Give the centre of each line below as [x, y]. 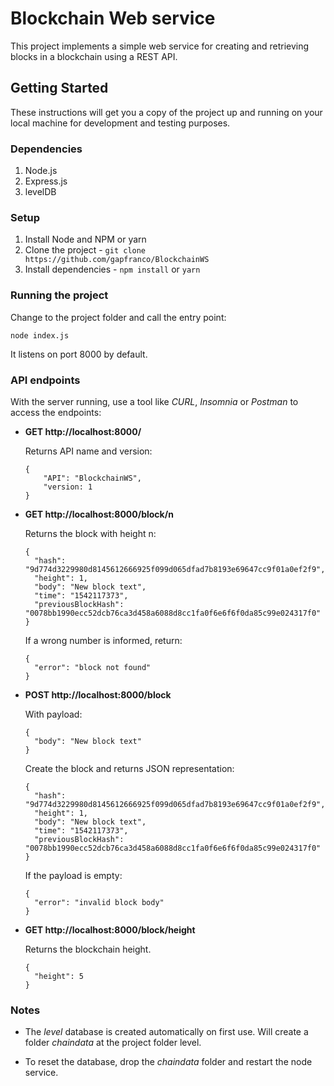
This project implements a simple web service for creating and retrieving [160, 46]
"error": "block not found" [93, 667]
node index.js [40, 335]
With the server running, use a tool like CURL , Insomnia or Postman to [154, 401]
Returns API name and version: [88, 451]
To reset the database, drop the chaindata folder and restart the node [168, 1062]
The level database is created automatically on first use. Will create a [166, 1032]
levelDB [40, 192]
